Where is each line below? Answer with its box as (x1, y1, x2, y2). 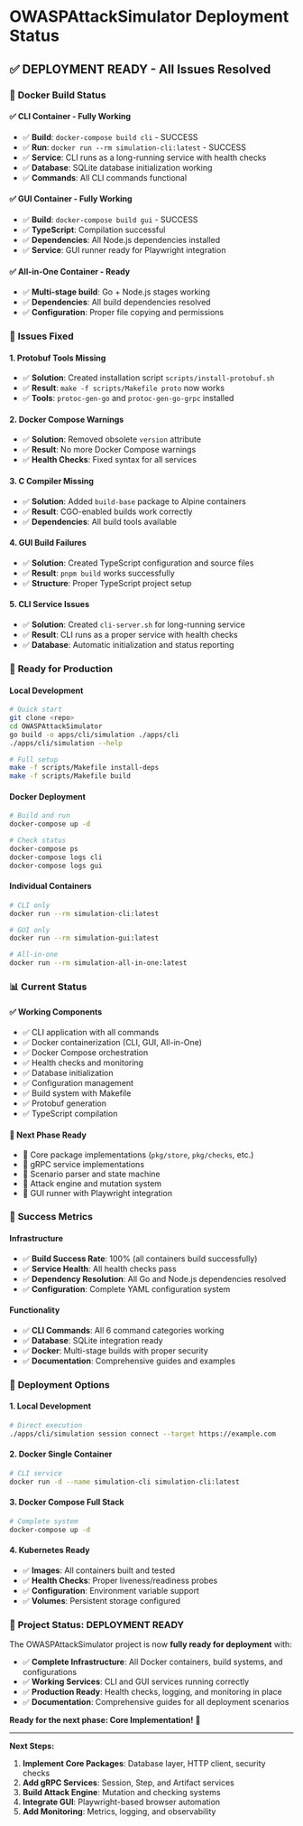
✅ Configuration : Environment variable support (22, 1585, 200, 1596)
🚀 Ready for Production (9, 662, 114, 675)
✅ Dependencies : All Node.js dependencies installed (22, 234, 221, 245)
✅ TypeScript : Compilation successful (22, 224, 166, 235)
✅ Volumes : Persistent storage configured (22, 1595, 181, 1606)
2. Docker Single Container (9, 1448, 113, 1460)
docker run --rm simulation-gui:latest (9, 933, 160, 943)
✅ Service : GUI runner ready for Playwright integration (22, 244, 226, 255)
